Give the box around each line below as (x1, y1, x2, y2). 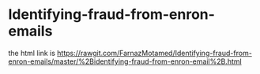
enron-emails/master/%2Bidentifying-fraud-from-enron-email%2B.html (8, 57, 243, 66)
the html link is (8, 48, 55, 57)
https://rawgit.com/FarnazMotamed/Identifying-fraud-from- (56, 48, 253, 57)
